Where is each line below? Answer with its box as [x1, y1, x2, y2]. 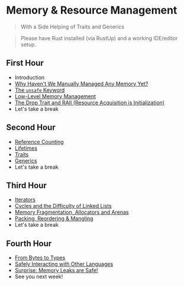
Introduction [14, 73, 45, 81]
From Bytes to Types [14, 254, 66, 261]
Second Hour [6, 123, 56, 133]
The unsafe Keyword [14, 86, 65, 94]
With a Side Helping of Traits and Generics [20, 23, 125, 30]
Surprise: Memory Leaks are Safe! [14, 267, 99, 274]
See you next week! [14, 273, 63, 280]
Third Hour [6, 180, 47, 190]
